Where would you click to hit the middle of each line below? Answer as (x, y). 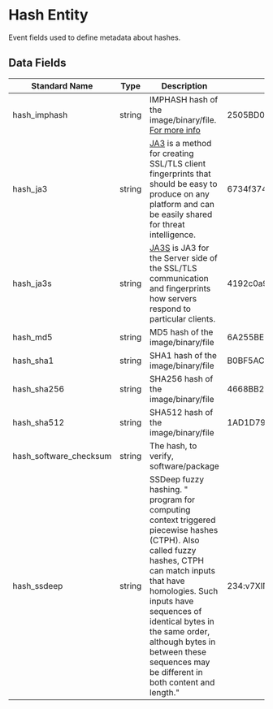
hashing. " (169, 489)
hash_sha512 (39, 422)
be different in (176, 672)
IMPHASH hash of (184, 99)
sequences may (180, 662)
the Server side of (183, 257)
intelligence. (173, 235)
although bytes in (182, 642)
